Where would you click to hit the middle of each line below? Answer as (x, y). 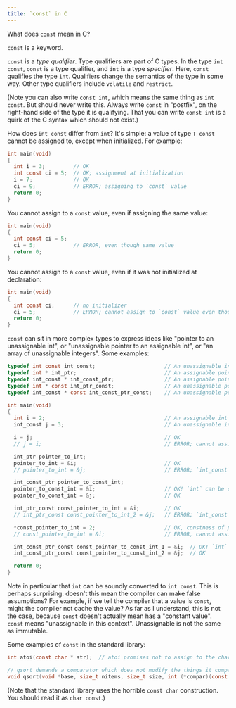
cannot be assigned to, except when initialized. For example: (95, 141)
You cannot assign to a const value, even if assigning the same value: (108, 213)
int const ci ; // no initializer (71, 305)
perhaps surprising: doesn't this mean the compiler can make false (104, 593)
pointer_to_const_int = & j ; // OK (97, 496)
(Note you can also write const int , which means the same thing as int (111, 97)
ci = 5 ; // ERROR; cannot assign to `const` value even (114, 312)
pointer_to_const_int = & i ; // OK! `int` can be (119, 489)
